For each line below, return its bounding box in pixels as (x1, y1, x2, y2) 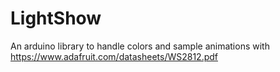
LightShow (10, 7, 102, 30)
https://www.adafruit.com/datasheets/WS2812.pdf (10, 50, 219, 62)
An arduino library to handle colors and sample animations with (10, 40, 270, 52)
